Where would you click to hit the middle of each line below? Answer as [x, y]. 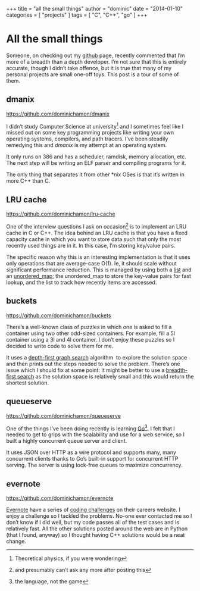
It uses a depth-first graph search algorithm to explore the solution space [97, 357]
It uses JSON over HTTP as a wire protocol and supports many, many [91, 452]
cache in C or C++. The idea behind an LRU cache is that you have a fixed [97, 233]
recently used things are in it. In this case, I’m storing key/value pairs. [91, 245]
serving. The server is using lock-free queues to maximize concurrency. [94, 465]
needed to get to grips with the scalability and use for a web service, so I [95, 434]
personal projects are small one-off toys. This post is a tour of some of [93, 74]
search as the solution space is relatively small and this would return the [105, 376]
